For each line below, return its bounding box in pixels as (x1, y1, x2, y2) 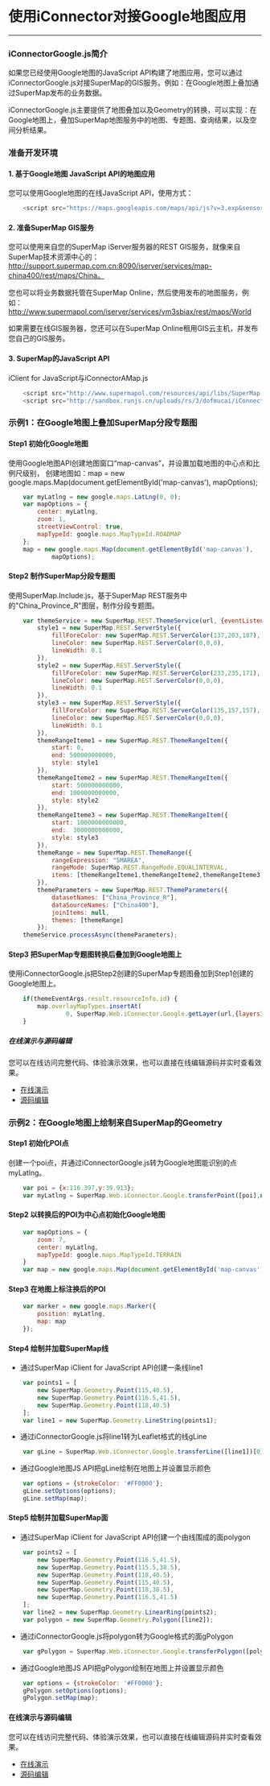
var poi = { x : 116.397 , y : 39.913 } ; (22, 1184, 135, 1193)
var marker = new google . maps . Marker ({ (22, 1302, 157, 1311)
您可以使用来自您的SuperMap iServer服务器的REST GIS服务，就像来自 (8, 242, 241, 252)
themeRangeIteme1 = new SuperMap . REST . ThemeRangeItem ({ (37, 736, 228, 745)
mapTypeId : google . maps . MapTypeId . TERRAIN (37, 1251, 182, 1259)
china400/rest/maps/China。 (8, 271, 104, 280)
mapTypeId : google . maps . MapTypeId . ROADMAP (37, 530, 182, 538)
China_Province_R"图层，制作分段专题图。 (18, 601, 159, 610)
